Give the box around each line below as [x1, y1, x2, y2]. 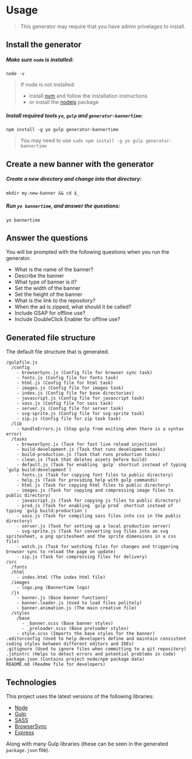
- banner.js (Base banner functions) [16, 595, 109, 601]
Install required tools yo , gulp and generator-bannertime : [6, 112, 143, 119]
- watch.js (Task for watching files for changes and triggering [16, 544, 179, 550]
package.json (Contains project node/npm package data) [6, 656, 145, 663]
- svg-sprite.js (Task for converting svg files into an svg [16, 529, 168, 534]
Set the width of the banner [14, 285, 81, 292]
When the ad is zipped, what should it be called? [14, 303, 131, 310]
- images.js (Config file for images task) [16, 385, 124, 391]
